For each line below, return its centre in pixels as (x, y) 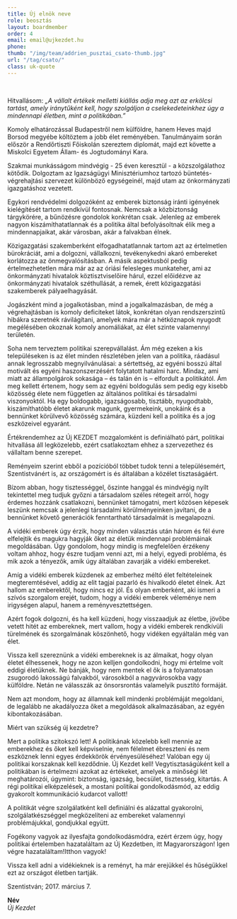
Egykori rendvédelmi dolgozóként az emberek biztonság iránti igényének (114, 202)
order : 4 (20, 34)
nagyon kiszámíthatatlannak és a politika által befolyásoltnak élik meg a (111, 224)
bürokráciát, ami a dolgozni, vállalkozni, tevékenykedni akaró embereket (112, 253)
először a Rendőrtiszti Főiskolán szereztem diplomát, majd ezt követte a (112, 144)
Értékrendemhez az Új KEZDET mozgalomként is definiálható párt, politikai (116, 437)
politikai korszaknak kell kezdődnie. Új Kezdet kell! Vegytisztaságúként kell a (118, 764)
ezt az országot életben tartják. (53, 872)
